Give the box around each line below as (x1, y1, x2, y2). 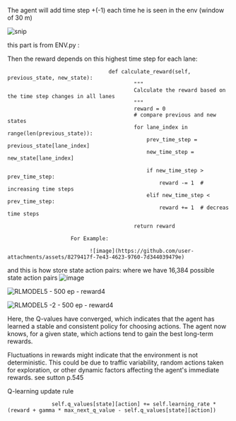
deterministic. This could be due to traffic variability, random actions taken (7, 358, 224, 367)
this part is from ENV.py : (7, 41, 80, 49)
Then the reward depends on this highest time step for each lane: (7, 54, 198, 63)
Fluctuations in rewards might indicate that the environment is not (7, 351, 199, 359)
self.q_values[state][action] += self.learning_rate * (52, 401, 217, 408)
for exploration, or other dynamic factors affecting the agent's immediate (7, 366, 220, 374)
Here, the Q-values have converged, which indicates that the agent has (7, 314, 215, 323)
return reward (134, 223, 175, 230)
